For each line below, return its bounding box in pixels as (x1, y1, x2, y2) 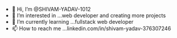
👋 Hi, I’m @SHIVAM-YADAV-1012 (11, 6, 91, 12)
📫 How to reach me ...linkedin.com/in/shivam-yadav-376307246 (11, 25, 171, 32)
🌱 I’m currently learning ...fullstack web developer (11, 18, 134, 25)
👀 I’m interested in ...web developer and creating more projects (11, 12, 166, 19)
